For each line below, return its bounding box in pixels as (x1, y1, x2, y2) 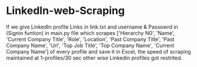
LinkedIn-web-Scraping (6, 4, 125, 17)
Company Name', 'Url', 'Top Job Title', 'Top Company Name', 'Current (6, 42, 175, 49)
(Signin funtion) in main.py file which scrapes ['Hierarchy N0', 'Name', (6, 29, 175, 36)
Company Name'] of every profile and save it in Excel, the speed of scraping (6, 48, 191, 55)
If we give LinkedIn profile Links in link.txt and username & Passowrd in (6, 23, 178, 30)
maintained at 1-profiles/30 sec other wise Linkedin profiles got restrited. (6, 54, 182, 61)
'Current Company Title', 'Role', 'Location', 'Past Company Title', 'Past (6, 36, 175, 43)
